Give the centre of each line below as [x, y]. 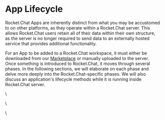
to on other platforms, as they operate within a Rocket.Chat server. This [78, 28]
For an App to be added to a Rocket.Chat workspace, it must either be [76, 53]
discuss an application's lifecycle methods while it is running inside [73, 79]
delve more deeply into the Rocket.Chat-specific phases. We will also [76, 74]
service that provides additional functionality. [51, 43]
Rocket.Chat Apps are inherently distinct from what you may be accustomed [83, 23]
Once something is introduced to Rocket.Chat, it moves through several [78, 63]
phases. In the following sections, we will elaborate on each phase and [77, 69]
